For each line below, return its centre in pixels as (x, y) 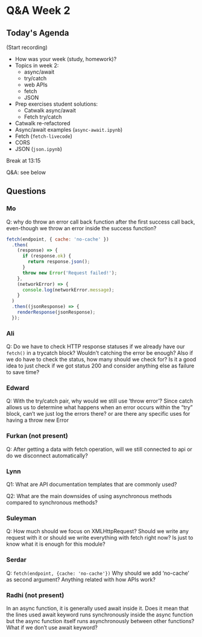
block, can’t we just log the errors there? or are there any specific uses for (98, 414)
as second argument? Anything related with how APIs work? (81, 579)
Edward (18, 388)
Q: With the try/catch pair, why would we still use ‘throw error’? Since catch (99, 401)
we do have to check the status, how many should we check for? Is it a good (101, 360)
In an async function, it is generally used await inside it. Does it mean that (97, 608)
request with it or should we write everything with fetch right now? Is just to (100, 538)
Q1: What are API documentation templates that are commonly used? (92, 484)
